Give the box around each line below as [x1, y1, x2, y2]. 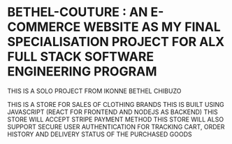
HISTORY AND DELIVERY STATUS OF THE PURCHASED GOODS [7, 130, 192, 138]
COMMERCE [7, 19, 81, 35]
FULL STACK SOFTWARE [7, 49, 154, 65]
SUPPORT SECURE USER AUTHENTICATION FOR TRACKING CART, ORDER [7, 122, 225, 131]
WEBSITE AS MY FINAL [83, 19, 222, 35]
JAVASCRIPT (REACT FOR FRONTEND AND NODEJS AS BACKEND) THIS [7, 108, 218, 116]
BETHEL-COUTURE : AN [7, 4, 148, 20]
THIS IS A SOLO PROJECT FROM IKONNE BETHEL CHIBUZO [7, 87, 182, 95]
